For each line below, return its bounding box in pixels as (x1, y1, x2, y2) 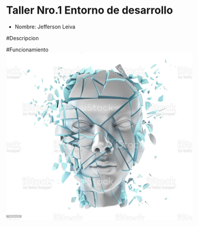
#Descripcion (6, 34, 39, 41)
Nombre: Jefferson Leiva (14, 23, 76, 30)
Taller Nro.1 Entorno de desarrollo (6, 4, 173, 17)
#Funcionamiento (6, 46, 49, 53)
